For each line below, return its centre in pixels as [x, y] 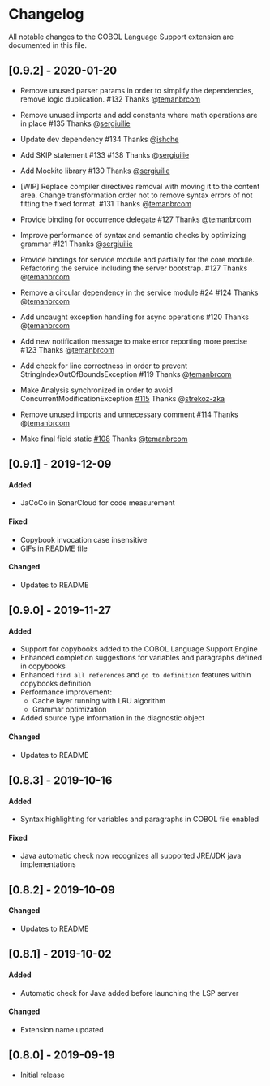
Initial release [42, 1075]
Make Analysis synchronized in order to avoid [96, 390]
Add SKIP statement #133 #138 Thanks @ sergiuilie [105, 154]
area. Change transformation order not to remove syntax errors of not [136, 195]
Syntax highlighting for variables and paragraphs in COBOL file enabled [139, 819]
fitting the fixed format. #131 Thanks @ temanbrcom [106, 203]
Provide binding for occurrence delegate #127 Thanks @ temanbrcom [135, 219]
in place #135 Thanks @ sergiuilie [75, 123]
